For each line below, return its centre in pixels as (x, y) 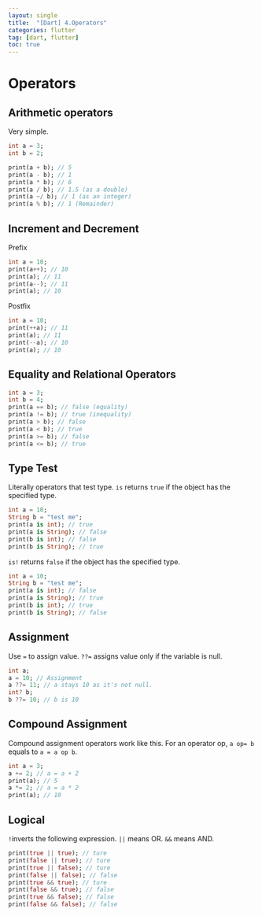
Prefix (18, 247)
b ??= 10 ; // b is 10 (44, 700)
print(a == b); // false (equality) (68, 407)
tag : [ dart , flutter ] (44, 37)
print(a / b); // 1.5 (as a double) (68, 190)
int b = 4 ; (26, 400)
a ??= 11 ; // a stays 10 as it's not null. (81, 685)
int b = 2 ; (26, 153)
